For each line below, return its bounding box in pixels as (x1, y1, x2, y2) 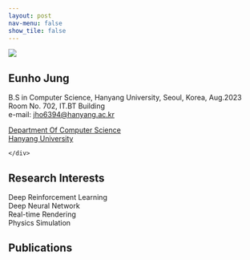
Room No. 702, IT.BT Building (8, 101, 106, 111)
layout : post (8, 11, 52, 20)
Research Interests (8, 171, 105, 185)
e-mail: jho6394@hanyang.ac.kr (8, 110, 115, 120)
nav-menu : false (8, 19, 62, 27)
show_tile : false (8, 26, 67, 35)
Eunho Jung (8, 71, 70, 85)
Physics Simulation (8, 218, 71, 227)
